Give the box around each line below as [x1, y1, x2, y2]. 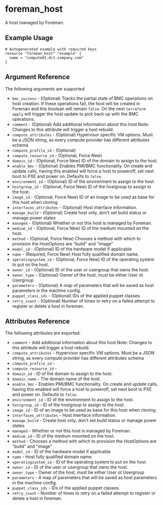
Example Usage [5, 34, 54, 42]
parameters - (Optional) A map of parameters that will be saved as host [12, 282, 154, 288]
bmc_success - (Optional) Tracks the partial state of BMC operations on [12, 95, 153, 101]
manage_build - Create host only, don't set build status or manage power [12, 417, 157, 423]
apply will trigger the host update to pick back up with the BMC [12, 111, 139, 117]
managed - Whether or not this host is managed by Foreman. [12, 428, 131, 434]
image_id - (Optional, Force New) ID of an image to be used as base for [12, 194, 155, 200]
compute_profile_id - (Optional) [12, 147, 76, 153]
